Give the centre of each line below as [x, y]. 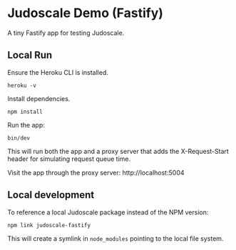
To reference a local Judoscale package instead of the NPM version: [108, 212]
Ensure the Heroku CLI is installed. [58, 72]
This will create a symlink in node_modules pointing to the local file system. [116, 238]
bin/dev [19, 138]
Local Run [30, 55]
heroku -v [22, 85]
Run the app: [26, 125]
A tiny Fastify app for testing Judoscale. [66, 33]
